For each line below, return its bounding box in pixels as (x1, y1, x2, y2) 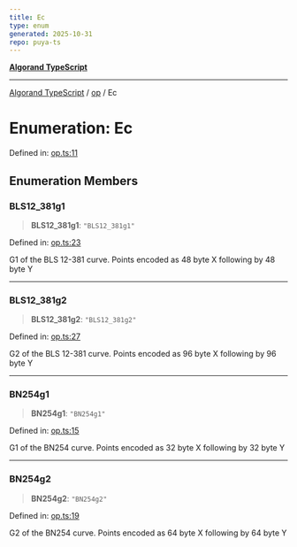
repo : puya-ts (9, 37, 62, 47)
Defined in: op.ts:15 (9, 426, 80, 436)
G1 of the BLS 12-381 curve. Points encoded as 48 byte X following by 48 (9, 254, 276, 265)
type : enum (9, 21, 49, 30)
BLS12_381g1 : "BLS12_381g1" (30, 220, 135, 230)
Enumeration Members (9, 173, 139, 189)
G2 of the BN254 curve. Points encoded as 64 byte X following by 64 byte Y (9, 528, 287, 538)
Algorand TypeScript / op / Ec (9, 88, 118, 98)
